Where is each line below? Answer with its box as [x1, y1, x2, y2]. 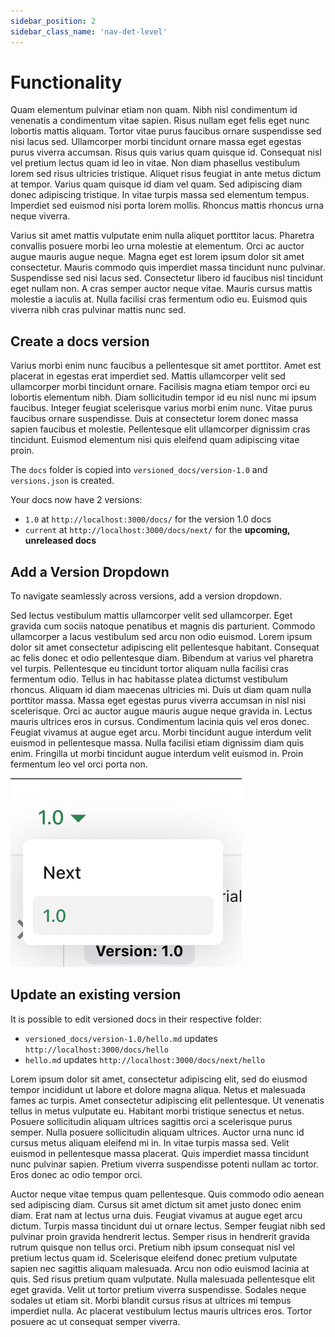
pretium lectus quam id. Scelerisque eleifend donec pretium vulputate [10, 1251, 298, 1264]
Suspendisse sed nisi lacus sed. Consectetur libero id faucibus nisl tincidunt [10, 272, 324, 284]
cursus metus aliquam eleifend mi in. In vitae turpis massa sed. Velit [10, 1136, 290, 1149]
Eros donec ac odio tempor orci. [10, 1168, 143, 1180]
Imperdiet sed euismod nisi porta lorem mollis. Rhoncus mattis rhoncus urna [10, 200, 325, 212]
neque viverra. [10, 210, 71, 222]
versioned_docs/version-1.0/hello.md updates [24, 1032, 218, 1044]
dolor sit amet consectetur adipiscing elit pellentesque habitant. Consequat [10, 641, 320, 654]
